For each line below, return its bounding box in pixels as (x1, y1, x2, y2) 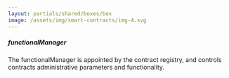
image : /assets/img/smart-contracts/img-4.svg (8, 17, 147, 24)
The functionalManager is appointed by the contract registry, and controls (8, 56, 222, 64)
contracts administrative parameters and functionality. (8, 63, 164, 72)
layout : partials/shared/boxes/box (8, 10, 112, 17)
